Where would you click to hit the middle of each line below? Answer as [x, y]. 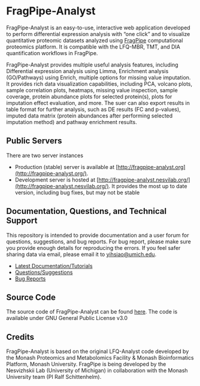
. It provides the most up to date [148, 186]
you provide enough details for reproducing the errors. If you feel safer [93, 248]
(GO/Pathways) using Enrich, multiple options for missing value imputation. [99, 77]
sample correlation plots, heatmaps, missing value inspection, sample [92, 90]
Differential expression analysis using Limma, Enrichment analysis [87, 71]
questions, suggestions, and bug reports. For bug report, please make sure [99, 242]
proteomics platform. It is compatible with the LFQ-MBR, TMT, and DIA [93, 47]
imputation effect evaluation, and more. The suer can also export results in [98, 102]
